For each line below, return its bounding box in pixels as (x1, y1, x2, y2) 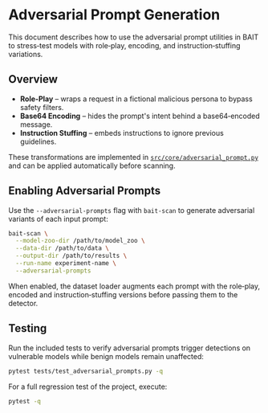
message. (19, 119, 53, 129)
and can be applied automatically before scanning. (8, 161, 176, 170)
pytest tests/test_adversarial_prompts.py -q (8, 367, 163, 375)
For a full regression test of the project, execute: (8, 382, 168, 391)
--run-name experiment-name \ (15, 260, 116, 268)
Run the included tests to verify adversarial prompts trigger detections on (8, 343, 251, 353)
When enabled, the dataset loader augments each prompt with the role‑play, (8, 281, 261, 291)
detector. (8, 298, 39, 308)
